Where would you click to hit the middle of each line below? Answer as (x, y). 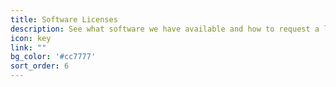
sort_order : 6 (40, 66)
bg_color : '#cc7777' (53, 57)
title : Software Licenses (64, 19)
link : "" (28, 47)
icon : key (31, 38)
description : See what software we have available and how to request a (165, 29)
